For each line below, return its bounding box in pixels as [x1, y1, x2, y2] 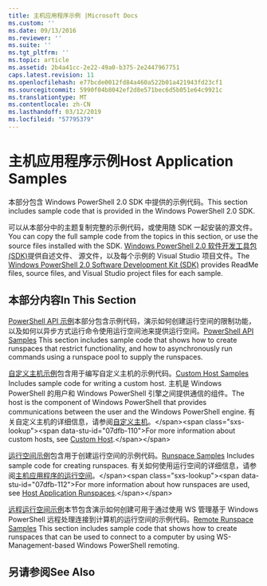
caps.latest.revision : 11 [8, 71, 94, 79]
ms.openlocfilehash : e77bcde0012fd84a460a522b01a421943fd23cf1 [8, 78, 223, 86]
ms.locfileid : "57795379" [8, 116, 94, 124]
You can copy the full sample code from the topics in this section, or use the [8, 231, 259, 241]
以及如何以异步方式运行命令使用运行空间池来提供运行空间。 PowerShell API [8, 326, 254, 336]
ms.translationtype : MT [8, 93, 88, 101]
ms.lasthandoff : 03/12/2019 [8, 108, 102, 116]
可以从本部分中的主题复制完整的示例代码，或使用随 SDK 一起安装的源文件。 [8, 222, 257, 232]
